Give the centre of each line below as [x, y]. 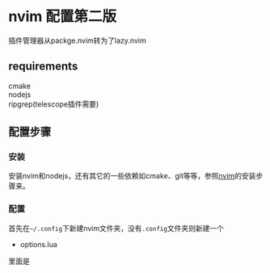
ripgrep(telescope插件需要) [54, 104]
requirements [43, 67]
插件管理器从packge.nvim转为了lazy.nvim [78, 40]
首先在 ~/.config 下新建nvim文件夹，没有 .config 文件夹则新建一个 [116, 228]
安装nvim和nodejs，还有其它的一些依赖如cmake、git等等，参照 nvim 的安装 [132, 176]
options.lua [39, 244]
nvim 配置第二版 [63, 17]
